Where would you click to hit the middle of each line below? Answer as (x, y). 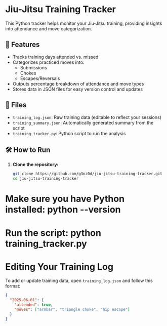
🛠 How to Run (28, 150)
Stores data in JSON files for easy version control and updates (78, 89)
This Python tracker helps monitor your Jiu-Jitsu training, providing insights (84, 23)
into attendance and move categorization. (49, 28)
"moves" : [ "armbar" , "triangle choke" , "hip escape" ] (72, 310)
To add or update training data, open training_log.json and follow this (79, 281)
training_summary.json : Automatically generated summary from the (83, 123)
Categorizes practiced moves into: (48, 62)
